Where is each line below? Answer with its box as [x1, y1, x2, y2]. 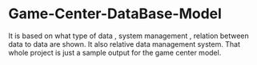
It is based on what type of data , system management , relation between [8, 31, 250, 40]
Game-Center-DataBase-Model [8, 5, 223, 23]
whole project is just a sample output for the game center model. [8, 48, 222, 57]
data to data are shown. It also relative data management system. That [8, 39, 240, 48]
